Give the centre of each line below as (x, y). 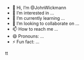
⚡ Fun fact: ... (26, 42)
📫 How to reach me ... (35, 29)
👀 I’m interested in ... (33, 13)
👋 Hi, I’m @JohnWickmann (39, 8)
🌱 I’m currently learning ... (39, 18)
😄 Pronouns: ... (28, 36)
